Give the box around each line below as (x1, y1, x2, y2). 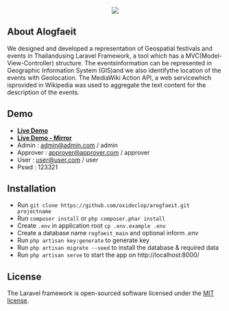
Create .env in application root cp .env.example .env (16, 222, 166, 230)
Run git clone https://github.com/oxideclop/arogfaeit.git (16, 201, 190, 209)
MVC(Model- (185, 52, 223, 60)
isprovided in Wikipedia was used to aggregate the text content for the (7, 81, 206, 89)
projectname (16, 208, 51, 215)
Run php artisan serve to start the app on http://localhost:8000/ (16, 251, 200, 259)
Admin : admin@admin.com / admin (16, 141, 119, 149)
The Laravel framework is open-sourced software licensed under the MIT (7, 289, 215, 297)
